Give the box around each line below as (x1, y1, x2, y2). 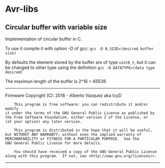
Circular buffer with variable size (5, 23, 108, 31)
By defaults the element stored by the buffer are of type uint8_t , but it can (5, 59, 156, 65)
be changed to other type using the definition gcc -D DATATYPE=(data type (5, 65, 155, 70)
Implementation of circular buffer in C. (5, 36, 82, 42)
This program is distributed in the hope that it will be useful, (14, 128, 153, 133)
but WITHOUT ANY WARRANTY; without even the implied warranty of (5, 132, 141, 137)
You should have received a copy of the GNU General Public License (14, 149, 157, 154)
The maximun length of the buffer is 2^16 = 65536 (5, 79, 107, 84)
